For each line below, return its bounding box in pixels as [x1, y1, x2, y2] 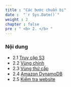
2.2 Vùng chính [12, 60, 44, 66]
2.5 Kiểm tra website [12, 76, 55, 82]
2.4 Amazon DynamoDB [12, 71, 63, 77]
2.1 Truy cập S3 [12, 54, 45, 61]
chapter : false [5, 21, 39, 27]
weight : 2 [5, 17, 28, 22]
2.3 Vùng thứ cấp [12, 66, 49, 72]
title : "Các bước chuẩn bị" [5, 7, 66, 13]
